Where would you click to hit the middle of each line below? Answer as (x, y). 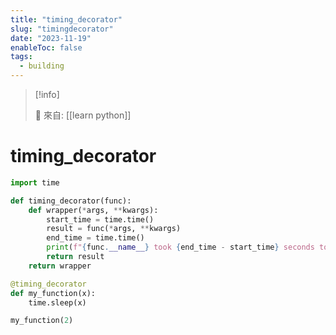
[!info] (47, 94)
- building (42, 66)
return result (75, 257)
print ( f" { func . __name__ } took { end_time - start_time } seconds (180, 247)
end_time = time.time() (95, 238)
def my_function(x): (53, 293)
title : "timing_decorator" (66, 19)
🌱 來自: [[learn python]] (83, 115)
